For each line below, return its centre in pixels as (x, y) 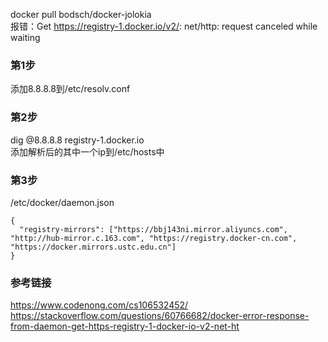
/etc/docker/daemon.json (62, 202)
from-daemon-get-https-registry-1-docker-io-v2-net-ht (125, 326)
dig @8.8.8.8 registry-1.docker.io (77, 140)
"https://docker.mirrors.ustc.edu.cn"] (93, 247)
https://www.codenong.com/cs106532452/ (99, 305)
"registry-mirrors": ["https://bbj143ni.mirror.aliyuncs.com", (153, 229)
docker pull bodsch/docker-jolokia (81, 14)
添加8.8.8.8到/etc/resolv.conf (70, 89)
